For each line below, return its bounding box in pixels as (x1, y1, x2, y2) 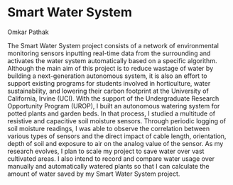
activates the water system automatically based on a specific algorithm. (7, 56, 217, 65)
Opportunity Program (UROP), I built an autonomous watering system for (7, 101, 220, 110)
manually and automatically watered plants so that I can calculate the (7, 162, 210, 170)
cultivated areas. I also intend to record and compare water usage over (7, 154, 215, 163)
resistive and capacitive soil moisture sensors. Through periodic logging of (7, 116, 226, 125)
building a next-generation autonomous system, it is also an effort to (7, 72, 207, 80)
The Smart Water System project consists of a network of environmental (7, 41, 219, 50)
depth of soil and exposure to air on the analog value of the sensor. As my (7, 139, 224, 147)
